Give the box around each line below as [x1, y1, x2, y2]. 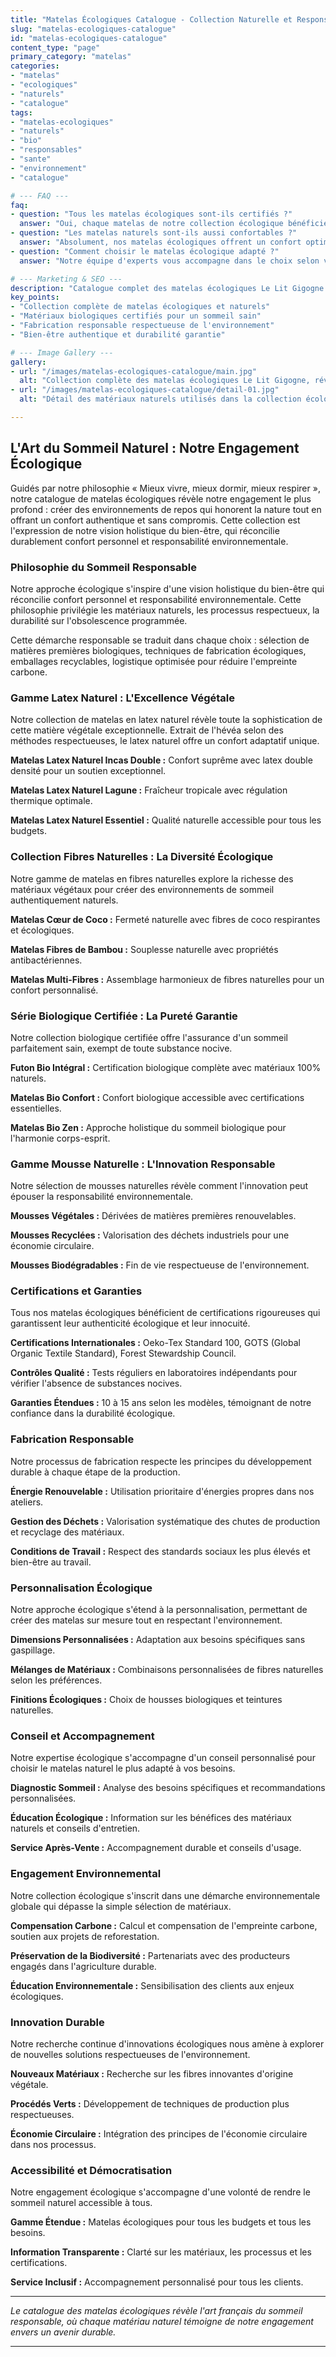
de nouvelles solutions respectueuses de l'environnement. [10, 2048, 251, 2060]
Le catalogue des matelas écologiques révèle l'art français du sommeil [10, 2305, 303, 2317]
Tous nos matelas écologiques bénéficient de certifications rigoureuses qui [10, 1307, 321, 1319]
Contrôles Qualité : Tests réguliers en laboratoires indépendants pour [10, 1367, 298, 1379]
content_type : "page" [10, 42, 101, 53]
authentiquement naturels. [10, 894, 119, 906]
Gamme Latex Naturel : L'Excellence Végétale [10, 691, 236, 705]
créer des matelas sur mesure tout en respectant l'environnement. [10, 1614, 283, 1626]
